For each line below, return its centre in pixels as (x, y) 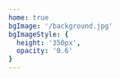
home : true (29, 17)
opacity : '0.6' (45, 51)
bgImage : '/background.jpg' (61, 26)
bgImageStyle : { (39, 34)
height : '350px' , (49, 43)
